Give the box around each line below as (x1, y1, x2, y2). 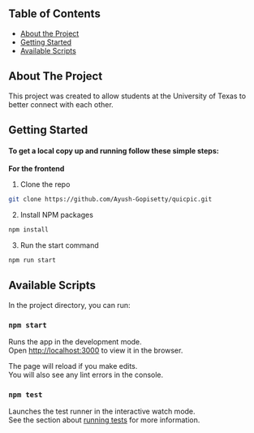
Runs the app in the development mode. (8, 336, 142, 346)
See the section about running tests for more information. (8, 415, 200, 425)
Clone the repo (19, 180, 71, 189)
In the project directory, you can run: (8, 300, 131, 310)
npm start (8, 320, 47, 330)
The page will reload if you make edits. (8, 361, 138, 370)
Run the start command (19, 240, 99, 250)
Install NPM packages (19, 210, 93, 220)
